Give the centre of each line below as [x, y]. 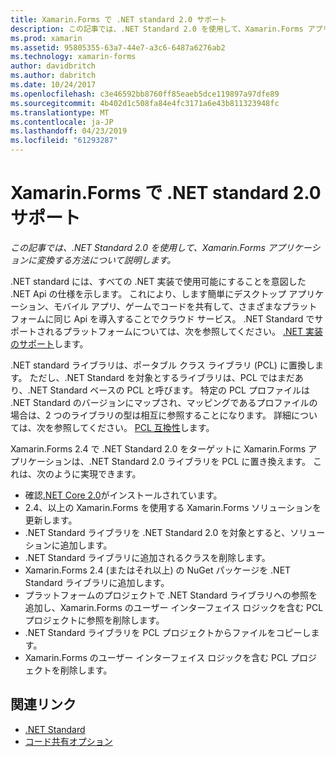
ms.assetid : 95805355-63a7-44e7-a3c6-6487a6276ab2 [118, 47]
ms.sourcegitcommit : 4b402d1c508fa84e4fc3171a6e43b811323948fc [145, 103]
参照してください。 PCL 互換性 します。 [134, 427]
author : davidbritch [53, 66]
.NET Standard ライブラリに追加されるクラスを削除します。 [147, 557]
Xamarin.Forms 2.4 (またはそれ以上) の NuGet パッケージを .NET [158, 570]
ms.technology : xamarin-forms [73, 57]
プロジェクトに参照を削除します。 [94, 620]
